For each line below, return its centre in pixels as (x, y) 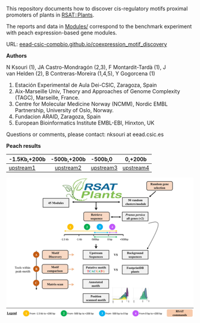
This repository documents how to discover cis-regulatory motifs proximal (97, 9)
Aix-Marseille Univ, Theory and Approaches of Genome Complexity (97, 91)
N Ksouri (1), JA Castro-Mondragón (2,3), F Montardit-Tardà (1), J (86, 67)
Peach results (24, 146)
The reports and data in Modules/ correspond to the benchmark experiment (99, 26)
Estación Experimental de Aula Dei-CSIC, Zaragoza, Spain (86, 85)
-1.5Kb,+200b (27, 159)
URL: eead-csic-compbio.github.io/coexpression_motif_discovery (87, 44)
